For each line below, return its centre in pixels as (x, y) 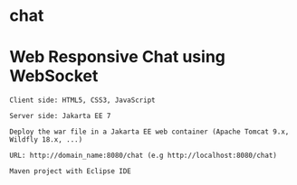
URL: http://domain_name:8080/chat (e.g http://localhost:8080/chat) (144, 156)
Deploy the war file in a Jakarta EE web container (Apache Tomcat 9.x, (149, 132)
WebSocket (54, 76)
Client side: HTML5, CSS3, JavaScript (82, 100)
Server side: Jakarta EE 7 (60, 116)
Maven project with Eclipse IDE (70, 171)
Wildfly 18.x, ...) (46, 140)
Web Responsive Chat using (118, 57)
